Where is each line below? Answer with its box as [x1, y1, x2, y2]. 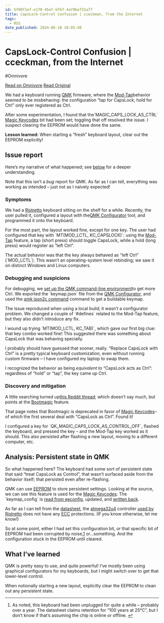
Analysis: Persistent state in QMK [5, 453, 110, 461]
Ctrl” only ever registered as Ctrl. [5, 102, 72, 108]
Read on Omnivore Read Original [5, 83, 71, 89]
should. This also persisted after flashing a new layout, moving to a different [5, 433, 158, 439]
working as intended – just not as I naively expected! [5, 184, 111, 190]
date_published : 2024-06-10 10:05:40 [5, 25, 82, 30]
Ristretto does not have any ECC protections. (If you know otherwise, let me [5, 511, 158, 516]
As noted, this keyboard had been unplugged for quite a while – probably [12, 602, 159, 608]
